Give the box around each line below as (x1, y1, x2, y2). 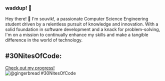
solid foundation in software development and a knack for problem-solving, (5, 26, 160, 32)
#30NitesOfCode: (5, 51, 62, 60)
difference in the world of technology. (5, 37, 83, 43)
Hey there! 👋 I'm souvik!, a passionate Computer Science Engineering (5, 16, 148, 22)
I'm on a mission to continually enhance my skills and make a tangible (5, 32, 148, 38)
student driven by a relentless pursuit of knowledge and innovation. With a (5, 21, 158, 27)
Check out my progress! (5, 65, 55, 71)
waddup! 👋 (5, 4, 32, 11)
